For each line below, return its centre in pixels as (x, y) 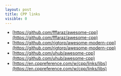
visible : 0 (16, 19)
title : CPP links (23, 14)
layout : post (18, 9)
